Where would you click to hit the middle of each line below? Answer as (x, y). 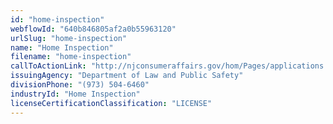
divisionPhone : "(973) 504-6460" (80, 85)
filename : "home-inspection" (71, 57)
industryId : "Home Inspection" (75, 94)
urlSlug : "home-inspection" (69, 38)
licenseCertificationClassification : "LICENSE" (111, 103)
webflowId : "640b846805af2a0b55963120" (93, 29)
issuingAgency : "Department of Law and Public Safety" (127, 76)
